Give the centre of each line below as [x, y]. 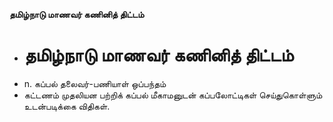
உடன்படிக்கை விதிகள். [67, 106]
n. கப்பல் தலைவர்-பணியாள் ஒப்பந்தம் [95, 83]
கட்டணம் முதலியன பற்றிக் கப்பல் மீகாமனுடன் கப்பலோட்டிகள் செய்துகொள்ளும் [173, 95]
